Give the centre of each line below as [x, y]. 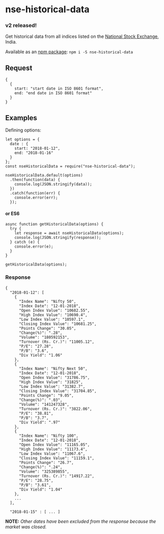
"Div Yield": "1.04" [40, 489]
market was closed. [26, 527]
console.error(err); [36, 198]
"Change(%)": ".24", [40, 467]
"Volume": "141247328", [44, 404]
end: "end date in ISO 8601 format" [53, 93]
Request [19, 68]
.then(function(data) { [35, 180]
